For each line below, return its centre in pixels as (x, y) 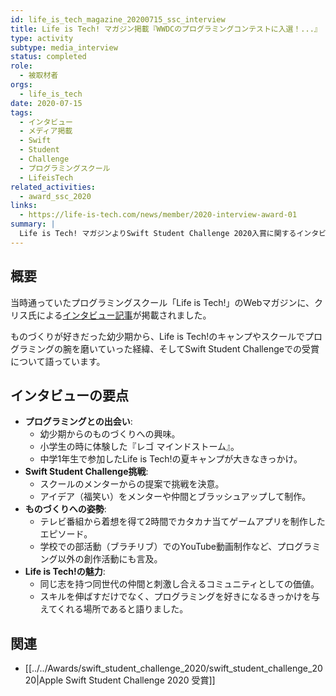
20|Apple (44, 680)
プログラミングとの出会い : (78, 422)
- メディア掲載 (46, 131)
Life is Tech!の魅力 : (65, 572)
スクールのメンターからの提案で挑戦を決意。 (132, 484)
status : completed (48, 57)
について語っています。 (58, 361)
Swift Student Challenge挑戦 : (86, 472)
